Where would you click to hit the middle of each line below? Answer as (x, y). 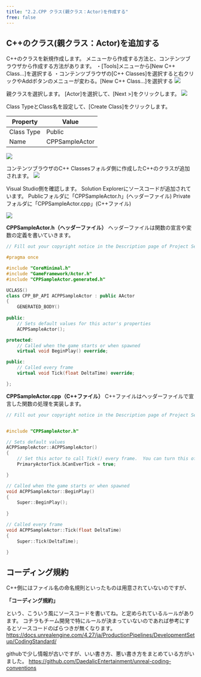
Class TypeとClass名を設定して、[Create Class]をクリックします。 (89, 107)
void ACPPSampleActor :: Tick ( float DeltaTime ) (64, 530)
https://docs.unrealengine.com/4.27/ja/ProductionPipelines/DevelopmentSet (100, 635)
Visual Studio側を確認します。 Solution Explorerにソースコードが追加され (96, 189)
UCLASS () (17, 290)
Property (25, 122)
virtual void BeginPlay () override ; (63, 351)
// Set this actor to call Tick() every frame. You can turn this (103, 459)
